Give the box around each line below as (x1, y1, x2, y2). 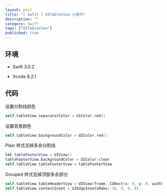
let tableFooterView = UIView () (5, 153, 72, 158)
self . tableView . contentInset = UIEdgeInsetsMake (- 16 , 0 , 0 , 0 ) (5, 186, 139, 191)
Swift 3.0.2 (12, 63, 35, 70)
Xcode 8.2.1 (12, 73, 36, 79)
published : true (5, 30, 39, 35)
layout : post (5, 7, 32, 12)
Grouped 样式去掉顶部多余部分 (5, 172, 68, 177)
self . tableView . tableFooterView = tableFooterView (5, 162, 112, 167)
